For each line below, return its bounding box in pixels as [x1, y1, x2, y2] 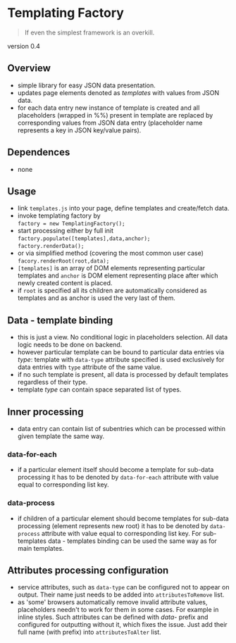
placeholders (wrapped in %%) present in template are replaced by [17, 111, 213, 119]
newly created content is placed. [17, 279, 113, 287]
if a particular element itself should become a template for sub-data [17, 466, 214, 474]
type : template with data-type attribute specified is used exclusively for [17, 356, 225, 364]
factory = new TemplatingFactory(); [17, 220, 125, 227]
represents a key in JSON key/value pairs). [17, 125, 142, 135]
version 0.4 [7, 42, 40, 50]
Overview [7, 62, 51, 75]
